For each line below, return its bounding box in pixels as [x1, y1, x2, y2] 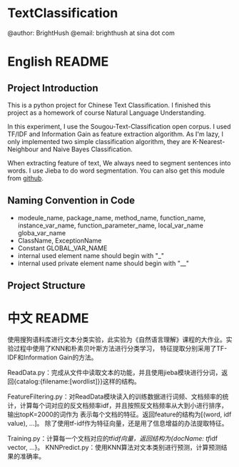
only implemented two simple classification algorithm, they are [7, 137, 191, 145]
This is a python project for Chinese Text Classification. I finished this [7, 101, 211, 109]
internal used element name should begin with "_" [17, 251, 165, 260]
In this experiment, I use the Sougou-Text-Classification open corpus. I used [7, 122, 231, 130]
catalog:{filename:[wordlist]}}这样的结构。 [16, 377, 141, 386]
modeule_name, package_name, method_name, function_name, [17, 213, 206, 222]
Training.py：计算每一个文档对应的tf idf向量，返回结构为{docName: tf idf [7, 434, 218, 443]
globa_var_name [17, 228, 66, 237]
